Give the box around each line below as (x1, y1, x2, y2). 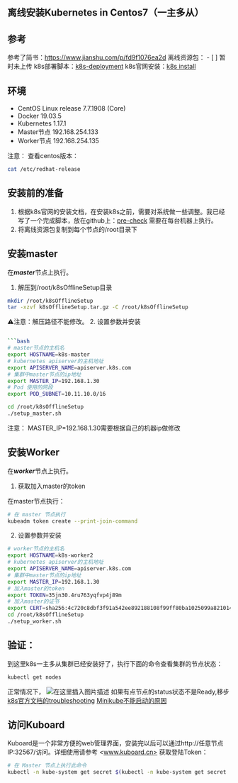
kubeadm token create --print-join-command (7, 517, 138, 525)
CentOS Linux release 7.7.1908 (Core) (17, 104, 126, 113)
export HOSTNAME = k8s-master (7, 351, 91, 358)
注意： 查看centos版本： (7, 152, 79, 160)
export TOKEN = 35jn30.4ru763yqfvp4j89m (7, 592, 122, 599)
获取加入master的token (17, 482, 86, 490)
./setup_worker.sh (7, 618, 62, 626)
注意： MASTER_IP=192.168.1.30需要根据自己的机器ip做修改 (7, 423, 181, 432)
